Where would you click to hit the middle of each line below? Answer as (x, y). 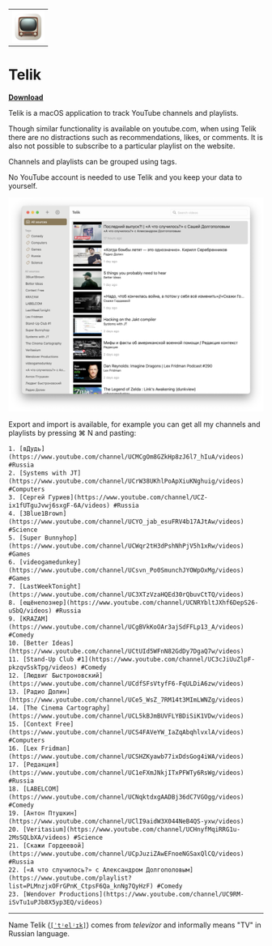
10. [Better (28, 643)
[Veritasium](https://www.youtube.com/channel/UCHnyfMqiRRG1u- (132, 829)
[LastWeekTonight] (50, 586)
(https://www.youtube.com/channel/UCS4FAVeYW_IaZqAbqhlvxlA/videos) (126, 732)
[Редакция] (41, 765)
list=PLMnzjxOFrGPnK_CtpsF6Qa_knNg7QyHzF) (81, 886)
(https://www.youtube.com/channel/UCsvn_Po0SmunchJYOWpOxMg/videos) (126, 570)
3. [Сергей (27, 497)
